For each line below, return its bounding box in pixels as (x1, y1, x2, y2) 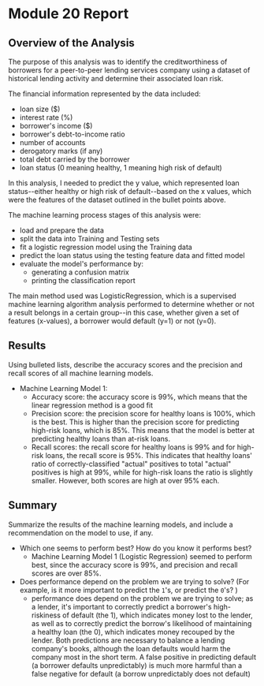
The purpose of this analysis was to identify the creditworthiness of (8, 57, 228, 66)
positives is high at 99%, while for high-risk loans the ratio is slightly (31, 467, 254, 477)
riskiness (31, 610, 61, 620)
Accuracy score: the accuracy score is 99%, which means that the (31, 392, 248, 401)
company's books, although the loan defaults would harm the (31, 643, 231, 653)
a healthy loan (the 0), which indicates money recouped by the (31, 627, 235, 636)
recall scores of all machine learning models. (8, 368, 154, 378)
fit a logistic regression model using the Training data (19, 242, 193, 252)
